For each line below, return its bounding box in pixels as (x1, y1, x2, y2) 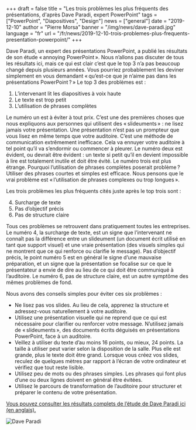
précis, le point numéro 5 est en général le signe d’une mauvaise (6, 254, 162, 260)
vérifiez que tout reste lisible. (14, 364, 85, 371)
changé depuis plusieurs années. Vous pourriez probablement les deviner (6, 66, 184, 73)
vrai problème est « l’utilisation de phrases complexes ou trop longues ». (6, 176, 180, 183)
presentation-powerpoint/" (6, 36, 71, 43)
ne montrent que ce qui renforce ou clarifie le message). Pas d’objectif (6, 248, 176, 255)
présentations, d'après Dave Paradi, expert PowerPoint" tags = (6, 11, 157, 18)
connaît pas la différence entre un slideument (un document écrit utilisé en (6, 235, 186, 242)
